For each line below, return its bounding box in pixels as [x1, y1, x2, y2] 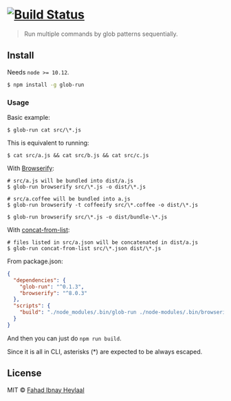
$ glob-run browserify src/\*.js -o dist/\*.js [7, 183, 146, 190]
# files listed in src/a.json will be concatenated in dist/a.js [7, 238, 198, 246]
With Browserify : [7, 164, 55, 172]
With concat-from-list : [7, 225, 70, 234]
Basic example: [7, 113, 50, 121]
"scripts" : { [13, 302, 51, 309]
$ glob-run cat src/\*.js [7, 126, 81, 134]
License [7, 367, 42, 379]
